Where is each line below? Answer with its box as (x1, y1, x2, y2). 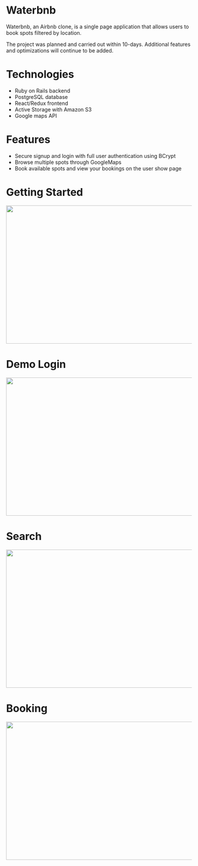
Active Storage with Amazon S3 (14, 106, 92, 113)
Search (6, 529, 42, 543)
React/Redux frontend (14, 100, 69, 107)
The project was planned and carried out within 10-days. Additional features (6, 41, 191, 48)
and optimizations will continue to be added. (6, 47, 114, 54)
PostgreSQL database (14, 93, 68, 100)
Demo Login (6, 357, 66, 371)
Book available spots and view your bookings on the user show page (14, 164, 181, 172)
